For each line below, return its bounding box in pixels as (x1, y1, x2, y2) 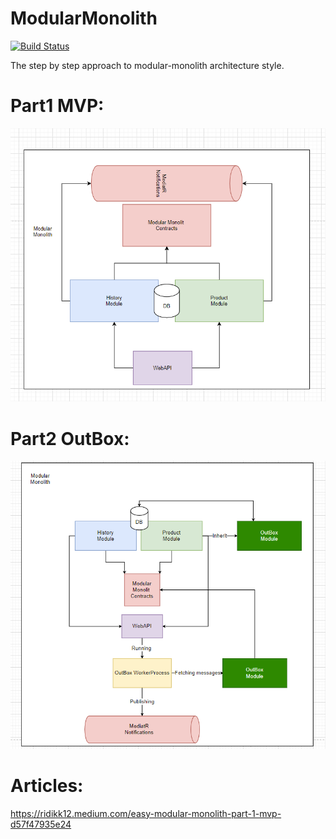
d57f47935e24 (10, 818, 72, 830)
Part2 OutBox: (10, 427, 130, 450)
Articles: (10, 775, 84, 797)
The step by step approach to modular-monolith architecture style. (10, 59, 285, 71)
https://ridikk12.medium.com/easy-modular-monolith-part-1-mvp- (10, 807, 282, 819)
